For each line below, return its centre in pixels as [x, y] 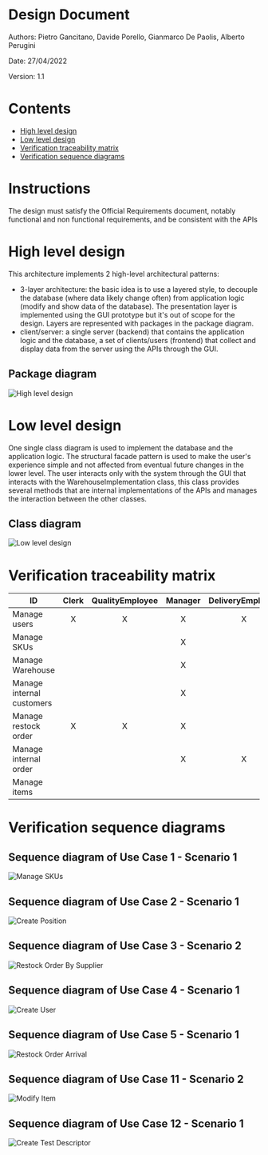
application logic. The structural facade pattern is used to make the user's [130, 456]
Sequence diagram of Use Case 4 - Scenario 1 [124, 991]
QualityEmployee [124, 601]
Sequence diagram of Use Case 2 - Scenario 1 [124, 901]
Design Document [69, 15]
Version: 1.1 [27, 76]
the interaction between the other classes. [78, 498]
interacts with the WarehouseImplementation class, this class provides [124, 482]
